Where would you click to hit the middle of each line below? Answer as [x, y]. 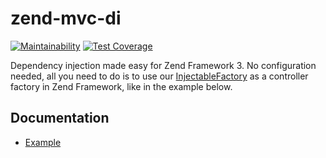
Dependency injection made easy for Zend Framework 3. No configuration [163, 65]
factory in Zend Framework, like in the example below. [121, 86]
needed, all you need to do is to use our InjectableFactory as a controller [159, 76]
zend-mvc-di [66, 18]
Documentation [60, 118]
